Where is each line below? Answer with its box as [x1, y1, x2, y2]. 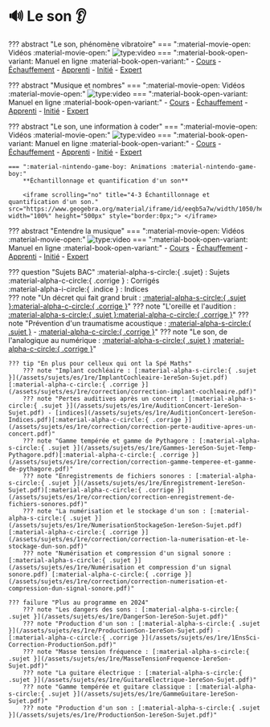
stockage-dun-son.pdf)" [8, 542, 88, 550]
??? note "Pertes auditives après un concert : [22, 394, 185, 402]
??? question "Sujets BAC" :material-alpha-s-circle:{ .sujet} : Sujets [8, 267, 231, 276]
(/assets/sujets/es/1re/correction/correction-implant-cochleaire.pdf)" [8, 387, 257, 395]
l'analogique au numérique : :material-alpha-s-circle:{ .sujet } [8, 335, 211, 345]
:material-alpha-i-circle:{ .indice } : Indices [8, 284, 149, 294]
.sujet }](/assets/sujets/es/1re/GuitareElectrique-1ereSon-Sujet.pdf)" [8, 676, 257, 684]
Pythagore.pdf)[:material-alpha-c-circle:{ [8, 451, 157, 459]
